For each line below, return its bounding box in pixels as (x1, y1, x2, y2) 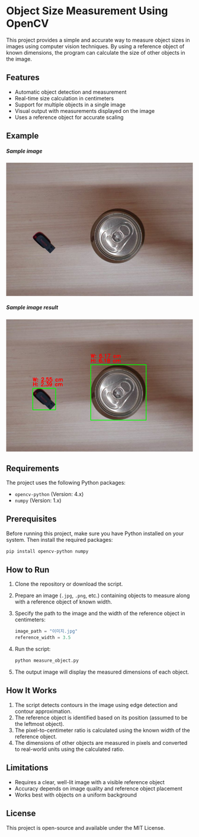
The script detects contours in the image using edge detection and (14, 701, 178, 708)
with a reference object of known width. (14, 598, 113, 605)
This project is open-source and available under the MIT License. (6, 824, 165, 831)
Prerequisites (6, 514, 57, 524)
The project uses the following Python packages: (6, 479, 126, 486)
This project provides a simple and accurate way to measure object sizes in (6, 36, 190, 43)
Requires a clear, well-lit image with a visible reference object (14, 778, 165, 785)
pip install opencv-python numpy (6, 548, 89, 554)
